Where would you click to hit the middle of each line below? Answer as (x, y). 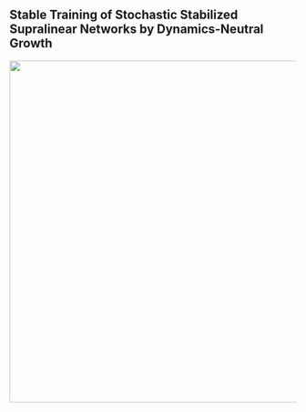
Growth (31, 43)
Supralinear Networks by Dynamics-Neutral (137, 30)
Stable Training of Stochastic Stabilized (124, 15)
